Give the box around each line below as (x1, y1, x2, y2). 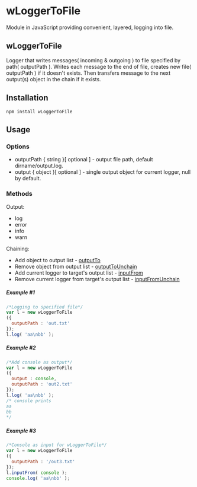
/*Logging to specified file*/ (6, 304, 83, 310)
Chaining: (6, 245, 30, 252)
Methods (6, 190, 33, 198)
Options (6, 142, 30, 151)
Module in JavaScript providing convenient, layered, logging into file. (6, 24, 174, 31)
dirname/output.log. (14, 162, 63, 170)
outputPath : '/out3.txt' (11, 459, 76, 464)
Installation (6, 93, 49, 103)
